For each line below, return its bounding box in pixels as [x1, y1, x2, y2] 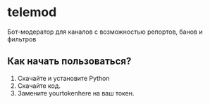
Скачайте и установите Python [17, 74, 111, 82]
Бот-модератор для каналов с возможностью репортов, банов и [7, 27, 203, 36]
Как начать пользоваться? [7, 56, 132, 67]
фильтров [7, 34, 37, 43]
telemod [7, 4, 57, 20]
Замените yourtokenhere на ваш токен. [17, 89, 135, 97]
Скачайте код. [17, 82, 61, 90]
